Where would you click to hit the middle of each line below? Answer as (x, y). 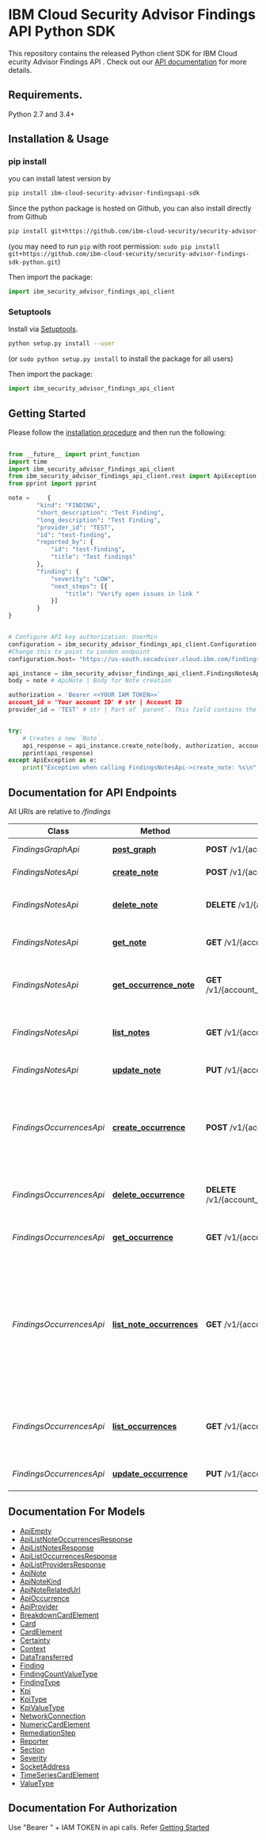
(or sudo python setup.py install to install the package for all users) (121, 359)
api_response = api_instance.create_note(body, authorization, (129, 746)
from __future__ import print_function (74, 454)
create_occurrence (149, 1127)
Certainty (35, 1640)
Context (32, 1648)
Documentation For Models (77, 1512)
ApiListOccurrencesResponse (68, 1556)
